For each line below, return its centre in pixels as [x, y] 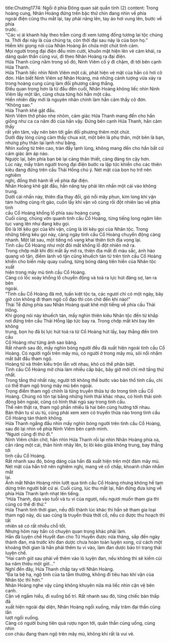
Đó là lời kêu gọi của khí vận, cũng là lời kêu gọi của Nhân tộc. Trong [77, 229]
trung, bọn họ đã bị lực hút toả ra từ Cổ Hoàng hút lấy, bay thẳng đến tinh [82, 332]
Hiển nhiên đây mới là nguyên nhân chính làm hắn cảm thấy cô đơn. [76, 100]
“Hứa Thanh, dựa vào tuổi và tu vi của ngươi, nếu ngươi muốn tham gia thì [82, 499]
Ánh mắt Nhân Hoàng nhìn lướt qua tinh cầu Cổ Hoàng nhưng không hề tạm [84, 483]
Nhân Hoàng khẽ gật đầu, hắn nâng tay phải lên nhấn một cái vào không [81, 186]
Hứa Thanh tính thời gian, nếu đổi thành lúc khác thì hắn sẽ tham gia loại [81, 510]
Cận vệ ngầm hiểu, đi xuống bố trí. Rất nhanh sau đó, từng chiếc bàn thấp [82, 596]
